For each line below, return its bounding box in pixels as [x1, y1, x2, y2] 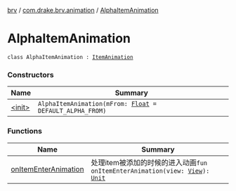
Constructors [7, 70, 54, 79]
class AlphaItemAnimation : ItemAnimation [7, 53, 133, 60]
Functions [7, 126, 42, 136]
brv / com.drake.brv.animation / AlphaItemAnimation [7, 6, 159, 14]
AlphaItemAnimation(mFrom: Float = [37, 100, 157, 108]
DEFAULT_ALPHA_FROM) [37, 107, 107, 115]
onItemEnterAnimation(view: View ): [91, 166, 210, 175]
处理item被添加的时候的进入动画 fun [91, 157, 208, 167]
